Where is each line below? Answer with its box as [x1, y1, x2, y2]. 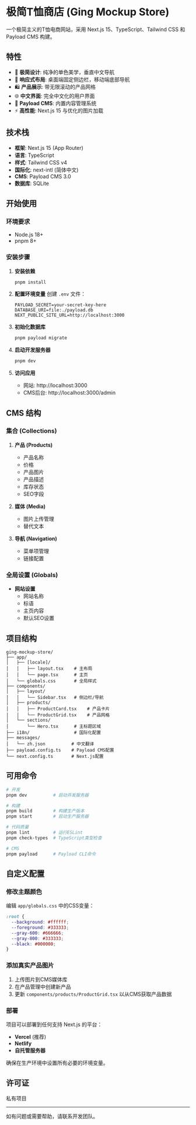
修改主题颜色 [6, 887, 43, 896]
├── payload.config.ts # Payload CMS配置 [6, 747, 114, 753]
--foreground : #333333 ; [11, 924, 69, 931]
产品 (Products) [14, 441, 53, 448]
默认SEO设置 [23, 615, 54, 622]
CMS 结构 [6, 408, 41, 418]
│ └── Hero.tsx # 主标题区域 [6, 723, 101, 729]
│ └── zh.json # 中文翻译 [6, 741, 94, 747]
